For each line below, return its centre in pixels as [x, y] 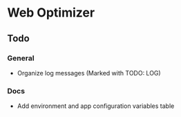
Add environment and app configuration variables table [96, 106]
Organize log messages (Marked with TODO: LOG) [89, 73]
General [21, 58]
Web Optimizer [51, 13]
